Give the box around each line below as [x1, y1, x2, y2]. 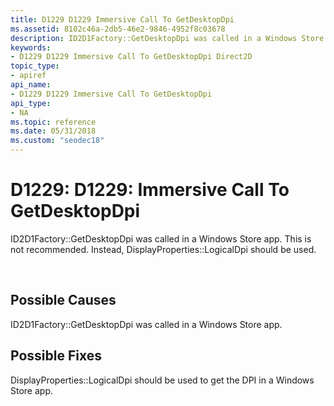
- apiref [10, 71, 47, 81]
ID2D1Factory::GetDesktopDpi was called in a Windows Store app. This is [10, 232, 312, 245]
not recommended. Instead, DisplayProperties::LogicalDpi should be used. [10, 243, 317, 255]
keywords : [10, 42, 52, 53]
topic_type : [10, 61, 60, 71]
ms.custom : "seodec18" [10, 136, 105, 146]
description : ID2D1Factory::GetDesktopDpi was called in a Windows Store [10, 33, 325, 43]
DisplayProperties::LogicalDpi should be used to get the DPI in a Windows [10, 374, 315, 386]
